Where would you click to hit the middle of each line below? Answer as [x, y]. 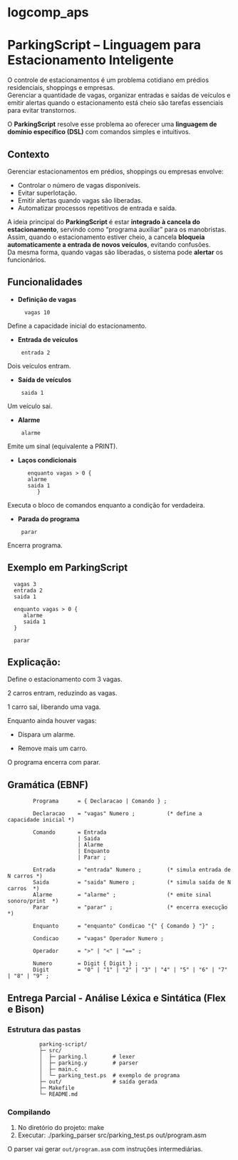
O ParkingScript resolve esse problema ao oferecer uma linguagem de [112, 124]
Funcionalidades [45, 282]
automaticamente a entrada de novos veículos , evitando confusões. [109, 244]
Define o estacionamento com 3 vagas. [65, 680]
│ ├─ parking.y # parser [89, 1063]
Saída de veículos [45, 380]
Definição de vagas [47, 299]
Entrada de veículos [48, 339]
